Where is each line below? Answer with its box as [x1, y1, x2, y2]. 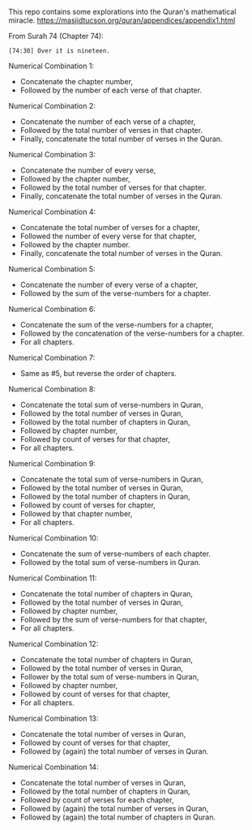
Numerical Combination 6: [8, 304, 96, 314]
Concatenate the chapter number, [19, 77, 134, 86]
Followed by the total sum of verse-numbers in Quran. [19, 558, 201, 567]
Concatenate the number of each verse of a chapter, [19, 117, 196, 126]
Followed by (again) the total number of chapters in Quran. [19, 812, 216, 822]
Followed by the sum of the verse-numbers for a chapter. [19, 289, 211, 298]
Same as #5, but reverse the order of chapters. [19, 369, 177, 378]
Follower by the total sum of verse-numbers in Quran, [19, 672, 199, 682]
